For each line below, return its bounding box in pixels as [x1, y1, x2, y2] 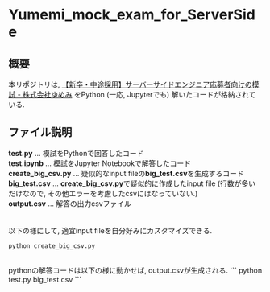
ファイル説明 [8, 125, 73, 139]
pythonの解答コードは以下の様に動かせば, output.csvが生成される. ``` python [8, 265, 263, 275]
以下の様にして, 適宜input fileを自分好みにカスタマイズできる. [8, 225, 213, 235]
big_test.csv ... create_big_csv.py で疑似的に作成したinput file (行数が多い [8, 179, 256, 188]
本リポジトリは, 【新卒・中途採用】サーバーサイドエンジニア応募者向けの [8, 80, 252, 89]
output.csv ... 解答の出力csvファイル [8, 199, 131, 208]
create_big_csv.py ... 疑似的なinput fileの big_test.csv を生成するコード [8, 168, 244, 178]
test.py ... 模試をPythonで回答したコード [8, 148, 144, 158]
